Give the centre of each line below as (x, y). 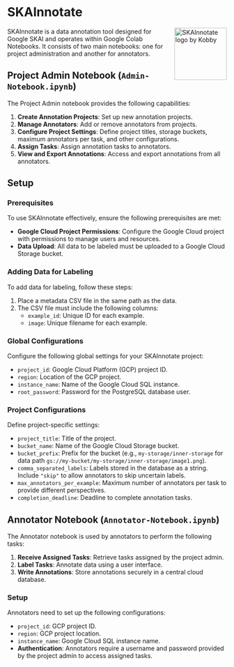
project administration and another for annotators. (79, 54)
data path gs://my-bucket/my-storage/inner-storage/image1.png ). (112, 461)
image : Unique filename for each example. (87, 323)
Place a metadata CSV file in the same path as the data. (97, 300)
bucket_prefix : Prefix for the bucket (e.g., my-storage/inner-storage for (120, 453)
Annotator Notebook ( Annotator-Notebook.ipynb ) (114, 520)
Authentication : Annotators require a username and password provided (120, 648)
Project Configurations (47, 410)
